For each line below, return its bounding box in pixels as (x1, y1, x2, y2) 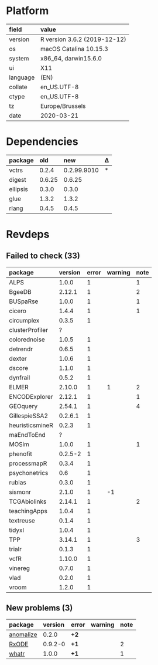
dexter (9, 354, 28, 362)
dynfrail (9, 374, 30, 382)
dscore (9, 364, 29, 372)
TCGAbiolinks (9, 497, 47, 505)
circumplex (9, 316, 40, 324)
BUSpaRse (9, 297, 39, 306)
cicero (9, 307, 26, 315)
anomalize (9, 630, 37, 639)
